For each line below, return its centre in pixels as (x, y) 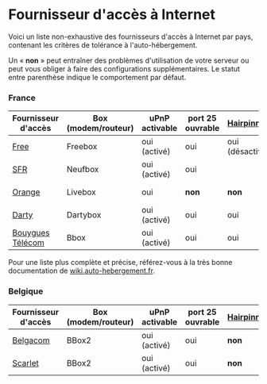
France (22, 98)
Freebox (82, 147)
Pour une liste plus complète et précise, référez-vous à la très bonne (120, 263)
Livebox (81, 192)
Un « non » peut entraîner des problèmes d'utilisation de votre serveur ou (129, 60)
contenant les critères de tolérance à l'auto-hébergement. (103, 44)
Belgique (26, 291)
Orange (26, 192)
